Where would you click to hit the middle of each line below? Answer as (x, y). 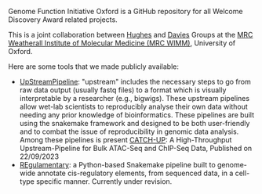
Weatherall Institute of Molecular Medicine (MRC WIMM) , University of (122, 43)
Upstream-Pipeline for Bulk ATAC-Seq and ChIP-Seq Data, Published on (136, 148)
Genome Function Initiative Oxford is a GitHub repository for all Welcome (126, 11)
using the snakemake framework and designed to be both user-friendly (135, 123)
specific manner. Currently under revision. (104, 181)
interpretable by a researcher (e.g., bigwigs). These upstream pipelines (134, 98)
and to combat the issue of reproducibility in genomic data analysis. (129, 131)
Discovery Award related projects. (63, 20)
